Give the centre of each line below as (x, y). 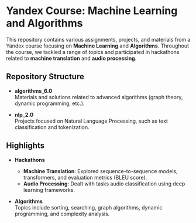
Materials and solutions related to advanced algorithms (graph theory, (99, 97)
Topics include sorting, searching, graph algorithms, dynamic (88, 207)
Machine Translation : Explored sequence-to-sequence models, (100, 171)
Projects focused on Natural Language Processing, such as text (91, 121)
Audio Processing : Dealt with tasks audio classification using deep (104, 184)
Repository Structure (45, 77)
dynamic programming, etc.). (49, 103)
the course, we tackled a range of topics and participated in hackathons (93, 52)
